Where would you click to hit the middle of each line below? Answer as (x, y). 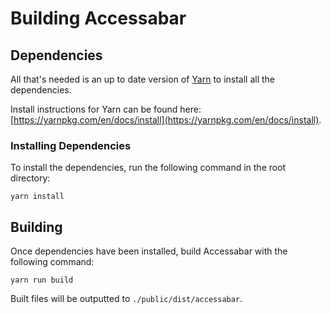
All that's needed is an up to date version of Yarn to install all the (143, 79)
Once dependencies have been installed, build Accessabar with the (149, 251)
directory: (30, 178)
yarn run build (42, 280)
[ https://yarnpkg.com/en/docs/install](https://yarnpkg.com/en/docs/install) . (166, 120)
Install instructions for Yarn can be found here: (106, 109)
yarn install (37, 197)
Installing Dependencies (71, 145)
